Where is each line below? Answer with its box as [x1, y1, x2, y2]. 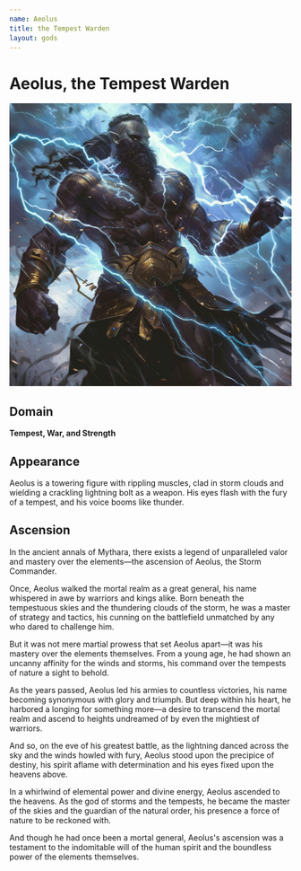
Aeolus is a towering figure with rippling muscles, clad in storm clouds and [9, 477, 284, 488]
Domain [9, 404, 54, 419]
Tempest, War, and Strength [9, 427, 116, 439]
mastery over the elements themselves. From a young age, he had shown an [9, 647, 291, 659]
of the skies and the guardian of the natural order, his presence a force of [9, 805, 280, 816]
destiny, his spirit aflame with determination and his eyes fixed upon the [9, 759, 275, 770]
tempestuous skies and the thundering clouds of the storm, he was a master [9, 602, 291, 612]
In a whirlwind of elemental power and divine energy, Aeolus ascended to [9, 786, 280, 796]
